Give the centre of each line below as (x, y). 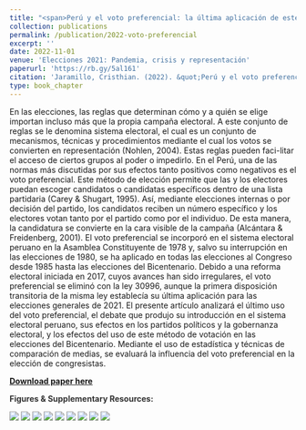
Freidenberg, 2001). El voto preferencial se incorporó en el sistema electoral (152, 237)
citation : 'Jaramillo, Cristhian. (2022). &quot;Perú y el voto (134, 77)
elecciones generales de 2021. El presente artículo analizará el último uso (147, 305)
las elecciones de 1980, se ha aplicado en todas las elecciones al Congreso (151, 257)
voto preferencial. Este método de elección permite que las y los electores (149, 179)
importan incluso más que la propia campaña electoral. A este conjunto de (149, 121)
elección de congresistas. (58, 363)
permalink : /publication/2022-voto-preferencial (103, 35)
